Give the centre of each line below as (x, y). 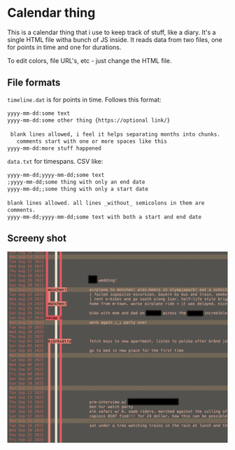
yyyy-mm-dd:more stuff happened (54, 148)
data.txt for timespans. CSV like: (55, 161)
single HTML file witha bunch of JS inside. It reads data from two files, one (115, 39)
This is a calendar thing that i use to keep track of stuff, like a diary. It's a (112, 32)
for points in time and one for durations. (64, 47)
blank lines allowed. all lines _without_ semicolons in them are (106, 203)
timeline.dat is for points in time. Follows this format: (85, 99)
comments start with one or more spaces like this (92, 141)
